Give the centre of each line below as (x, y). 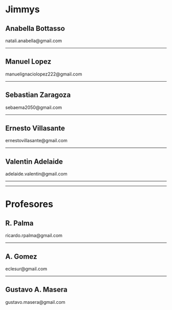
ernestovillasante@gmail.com (36, 141)
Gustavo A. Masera (36, 290)
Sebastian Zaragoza (38, 95)
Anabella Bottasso (35, 28)
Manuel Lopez (28, 62)
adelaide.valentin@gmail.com (36, 174)
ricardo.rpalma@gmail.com (34, 236)
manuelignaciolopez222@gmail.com (44, 74)
